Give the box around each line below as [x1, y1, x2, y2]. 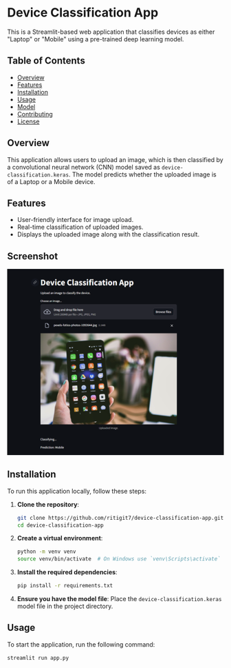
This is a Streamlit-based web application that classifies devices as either [7, 28, 215, 36]
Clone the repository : [16, 500, 80, 508]
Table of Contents [7, 55, 86, 67]
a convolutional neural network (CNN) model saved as [7, 163, 160, 171]
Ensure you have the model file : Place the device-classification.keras [16, 595, 222, 603]
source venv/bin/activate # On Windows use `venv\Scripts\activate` [16, 556, 221, 563]
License [16, 117, 40, 125]
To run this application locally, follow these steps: [7, 487, 146, 495]
